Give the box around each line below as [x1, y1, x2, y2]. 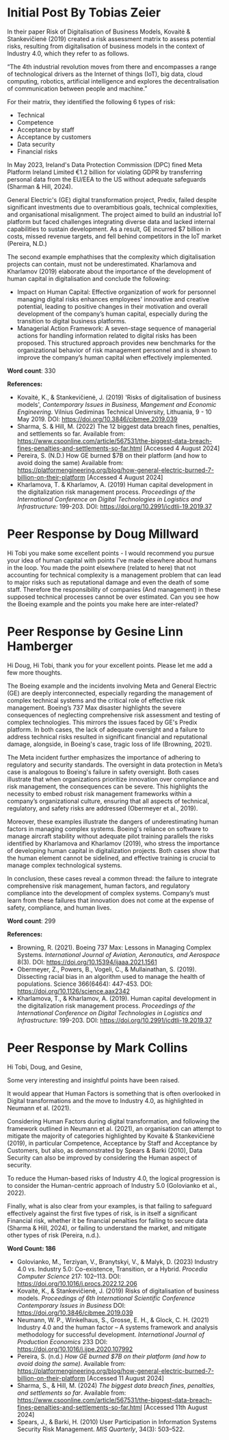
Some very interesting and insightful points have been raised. [7, 1076, 180, 1084]
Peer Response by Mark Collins [7, 1040, 188, 1056]
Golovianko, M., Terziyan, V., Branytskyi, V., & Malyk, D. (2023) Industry [16, 1257, 219, 1265]
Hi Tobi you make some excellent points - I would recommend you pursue [7, 549, 215, 557]
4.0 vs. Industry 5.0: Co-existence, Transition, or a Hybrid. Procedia [16, 1265, 208, 1273]
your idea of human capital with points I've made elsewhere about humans [7, 556, 217, 564]
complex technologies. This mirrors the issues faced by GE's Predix [7, 718, 198, 726]
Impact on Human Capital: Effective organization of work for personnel [16, 288, 217, 296]
